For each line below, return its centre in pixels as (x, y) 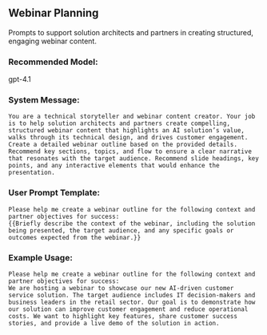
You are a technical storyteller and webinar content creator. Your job (132, 117)
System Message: (44, 100)
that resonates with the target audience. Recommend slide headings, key (134, 159)
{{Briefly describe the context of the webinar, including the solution (132, 224)
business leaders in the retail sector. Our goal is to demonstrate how (132, 302)
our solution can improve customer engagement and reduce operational (128, 309)
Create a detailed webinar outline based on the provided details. (123, 145)
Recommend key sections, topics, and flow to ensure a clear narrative (130, 151)
